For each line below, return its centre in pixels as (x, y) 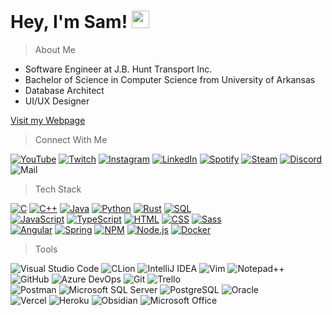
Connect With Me (71, 139)
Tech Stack (58, 189)
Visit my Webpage (48, 120)
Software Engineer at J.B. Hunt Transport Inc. (118, 69)
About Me (55, 49)
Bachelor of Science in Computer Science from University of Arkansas (170, 79)
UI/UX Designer (57, 101)
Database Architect (64, 90)
